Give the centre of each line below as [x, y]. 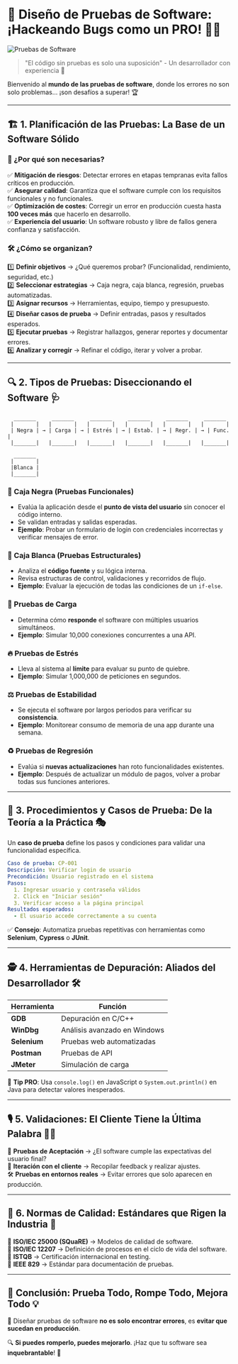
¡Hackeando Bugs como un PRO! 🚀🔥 [114, 29]
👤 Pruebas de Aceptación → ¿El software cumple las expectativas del [109, 1151]
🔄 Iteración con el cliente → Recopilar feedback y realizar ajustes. [104, 1166]
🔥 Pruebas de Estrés [43, 653]
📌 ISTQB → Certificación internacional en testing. [79, 1256]
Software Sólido [43, 139]
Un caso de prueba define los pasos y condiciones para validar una [106, 843]
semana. [30, 732]
